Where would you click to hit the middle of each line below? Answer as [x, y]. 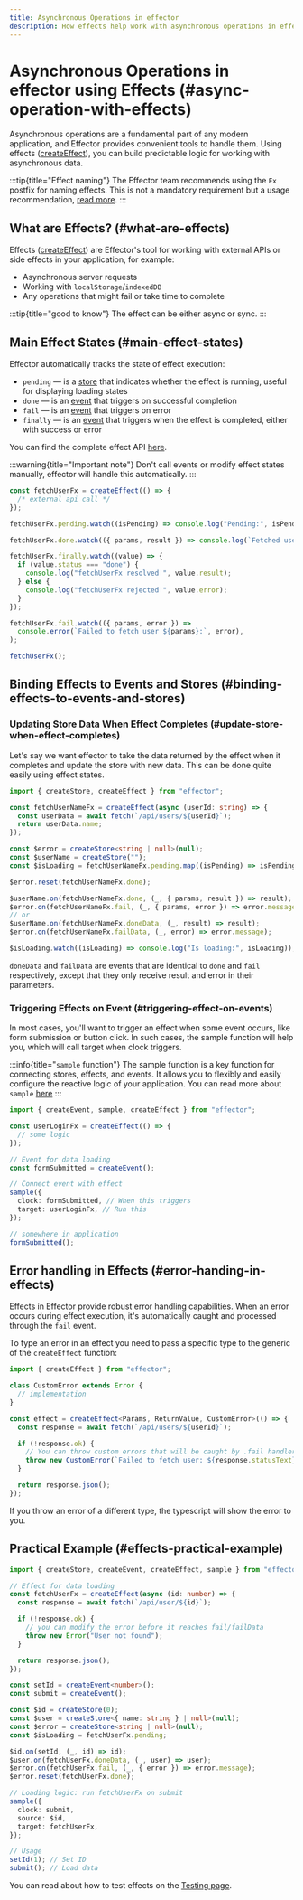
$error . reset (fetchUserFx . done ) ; [72, 1777]
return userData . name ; [60, 824]
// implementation [52, 1394]
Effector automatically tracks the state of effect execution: [117, 364]
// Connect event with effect [66, 1184]
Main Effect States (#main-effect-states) [126, 342]
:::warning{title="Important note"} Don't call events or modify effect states [147, 465]
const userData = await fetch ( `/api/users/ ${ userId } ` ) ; [124, 816]
